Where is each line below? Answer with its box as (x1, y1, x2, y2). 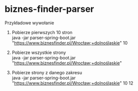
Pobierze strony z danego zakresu (11, 69, 82, 75)
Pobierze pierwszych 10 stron (11, 29, 73, 35)
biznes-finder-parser (4, 3, 94, 15)
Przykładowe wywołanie (4, 20, 54, 26)
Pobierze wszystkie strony (11, 49, 67, 55)
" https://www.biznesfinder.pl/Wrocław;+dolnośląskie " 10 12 (11, 80, 134, 86)
